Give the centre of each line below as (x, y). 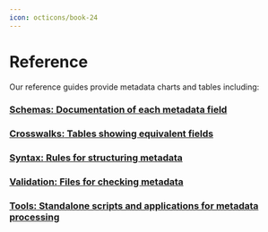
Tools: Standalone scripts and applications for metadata (134, 206)
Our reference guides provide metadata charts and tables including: (134, 87)
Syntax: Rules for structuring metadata (96, 158)
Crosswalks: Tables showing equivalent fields (111, 133)
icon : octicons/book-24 (54, 17)
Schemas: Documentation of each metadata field (118, 110)
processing (35, 218)
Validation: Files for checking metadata (96, 182)
